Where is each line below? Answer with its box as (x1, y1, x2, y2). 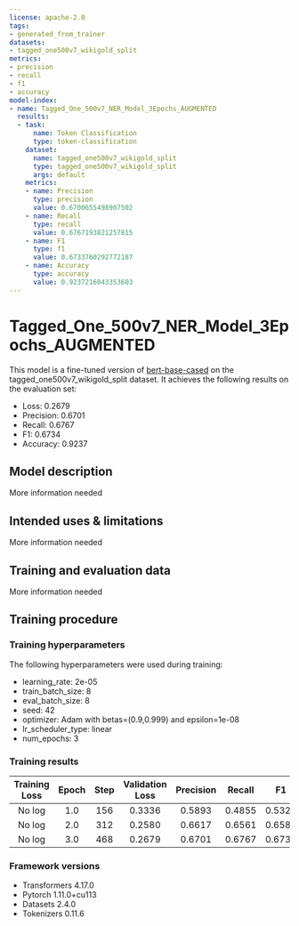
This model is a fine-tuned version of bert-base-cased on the (9, 364, 234, 374)
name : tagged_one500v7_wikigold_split (32, 153, 177, 163)
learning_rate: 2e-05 (21, 676, 98, 687)
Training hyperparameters (9, 639, 125, 651)
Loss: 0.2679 (21, 400, 71, 411)
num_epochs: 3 (21, 733, 79, 744)
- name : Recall (25, 211, 82, 221)
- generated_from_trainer (9, 29, 105, 38)
